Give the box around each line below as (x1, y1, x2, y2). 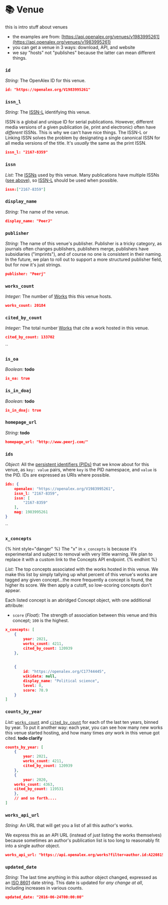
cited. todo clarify (5, 735, 42, 741)
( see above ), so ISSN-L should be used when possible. (5, 177, 118, 183)
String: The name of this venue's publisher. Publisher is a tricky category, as (5, 240, 162, 246)
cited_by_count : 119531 (14, 786, 64, 791)
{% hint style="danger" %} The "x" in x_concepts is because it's (5, 546, 137, 552)
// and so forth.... (14, 796, 57, 801)
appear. (5, 588, 21, 594)
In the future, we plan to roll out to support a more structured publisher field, (5, 256, 162, 262)
